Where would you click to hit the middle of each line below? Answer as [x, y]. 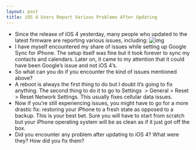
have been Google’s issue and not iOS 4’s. [66, 65]
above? [24, 78]
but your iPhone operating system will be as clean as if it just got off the [102, 122]
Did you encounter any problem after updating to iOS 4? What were [97, 134]
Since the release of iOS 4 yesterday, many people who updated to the [101, 34]
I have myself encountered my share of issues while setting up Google [100, 46]
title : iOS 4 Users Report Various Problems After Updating [82, 17]
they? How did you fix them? [49, 141]
